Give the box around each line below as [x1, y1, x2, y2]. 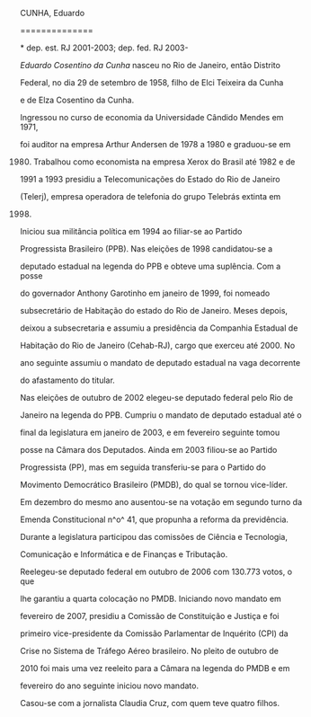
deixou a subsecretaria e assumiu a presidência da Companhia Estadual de [20, 323, 298, 333]
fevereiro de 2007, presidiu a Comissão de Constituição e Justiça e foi [20, 611, 280, 621]
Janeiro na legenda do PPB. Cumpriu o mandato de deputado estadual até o [20, 410, 302, 420]
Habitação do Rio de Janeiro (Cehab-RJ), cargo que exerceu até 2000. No [20, 341, 296, 350]
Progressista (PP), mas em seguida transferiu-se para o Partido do [20, 462, 267, 473]
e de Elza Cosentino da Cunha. [20, 94, 135, 105]
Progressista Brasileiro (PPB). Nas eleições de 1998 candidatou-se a [20, 243, 273, 254]
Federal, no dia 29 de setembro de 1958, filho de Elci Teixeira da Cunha [20, 77, 284, 88]
